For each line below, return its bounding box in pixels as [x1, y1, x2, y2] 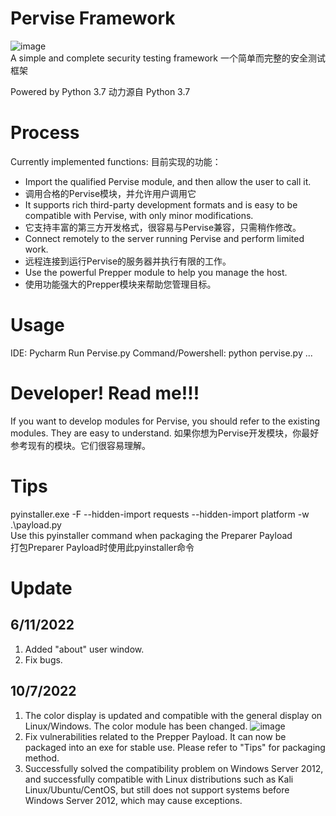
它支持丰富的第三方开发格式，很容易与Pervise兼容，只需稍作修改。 [24, 221, 302, 233]
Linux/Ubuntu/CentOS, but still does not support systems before [24, 783, 290, 796]
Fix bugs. [24, 653, 63, 666]
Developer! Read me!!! [10, 382, 200, 404]
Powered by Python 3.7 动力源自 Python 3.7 [10, 85, 191, 97]
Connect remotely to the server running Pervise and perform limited [24, 232, 305, 244]
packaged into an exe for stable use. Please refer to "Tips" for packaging [24, 741, 326, 753]
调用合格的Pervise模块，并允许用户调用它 [24, 187, 197, 199]
